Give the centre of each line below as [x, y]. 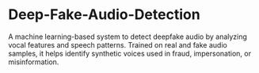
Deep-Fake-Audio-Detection [104, 15]
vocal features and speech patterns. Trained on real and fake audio [118, 44]
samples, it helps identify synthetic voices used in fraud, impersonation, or [130, 53]
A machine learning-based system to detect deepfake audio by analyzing [128, 36]
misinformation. [34, 62]
